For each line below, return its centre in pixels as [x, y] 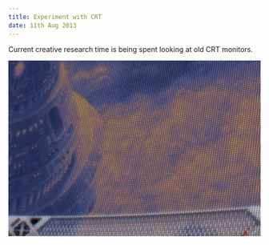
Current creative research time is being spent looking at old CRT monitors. [131, 49]
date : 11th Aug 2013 [43, 25]
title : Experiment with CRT [55, 17]
